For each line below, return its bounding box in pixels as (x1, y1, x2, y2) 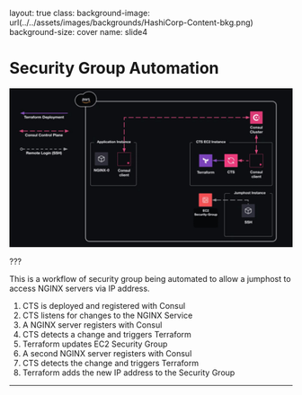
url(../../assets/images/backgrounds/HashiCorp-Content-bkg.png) (9, 17, 253, 28)
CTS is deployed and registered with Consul (22, 301, 186, 312)
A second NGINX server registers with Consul (22, 348, 192, 359)
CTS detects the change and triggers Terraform (22, 358, 200, 369)
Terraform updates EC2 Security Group (22, 338, 168, 349)
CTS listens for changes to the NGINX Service (22, 310, 193, 321)
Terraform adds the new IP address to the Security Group (22, 367, 235, 378)
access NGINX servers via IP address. (9, 283, 150, 294)
